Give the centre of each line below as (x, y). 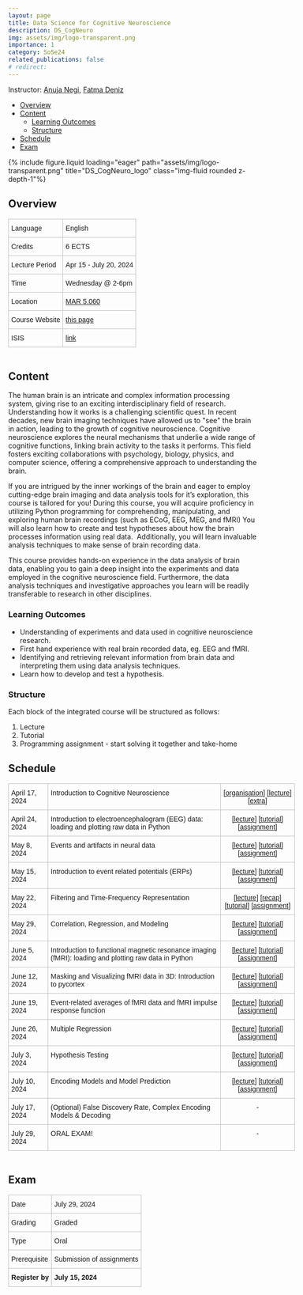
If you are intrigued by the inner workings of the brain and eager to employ (129, 487)
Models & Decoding (81, 1115)
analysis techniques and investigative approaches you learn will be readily (129, 585)
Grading (24, 1222)
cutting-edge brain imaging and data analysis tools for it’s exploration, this (129, 494)
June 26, (24, 1028)
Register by (30, 1277)
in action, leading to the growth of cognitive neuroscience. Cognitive (120, 429)
